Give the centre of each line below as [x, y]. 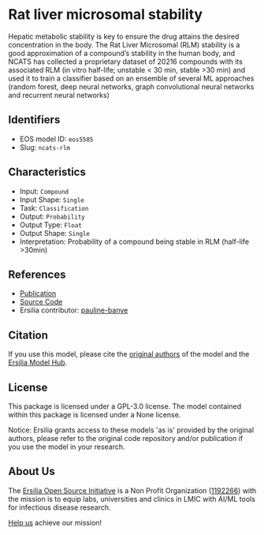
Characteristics [47, 172]
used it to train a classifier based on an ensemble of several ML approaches [131, 78]
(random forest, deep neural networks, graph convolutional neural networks [131, 86]
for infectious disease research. [60, 507]
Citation [28, 335]
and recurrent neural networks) [59, 95]
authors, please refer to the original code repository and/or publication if [126, 438]
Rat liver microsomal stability [106, 15]
